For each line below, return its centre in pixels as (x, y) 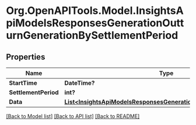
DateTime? (80, 83)
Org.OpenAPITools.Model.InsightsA (95, 11)
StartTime (23, 83)
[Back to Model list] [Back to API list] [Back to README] (73, 116)
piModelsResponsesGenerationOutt (95, 23)
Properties (26, 57)
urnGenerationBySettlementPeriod (92, 35)
